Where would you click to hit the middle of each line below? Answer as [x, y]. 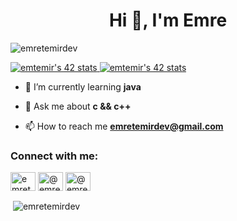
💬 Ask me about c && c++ [78, 106]
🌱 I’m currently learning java [83, 86]
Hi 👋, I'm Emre [168, 20]
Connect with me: [54, 156]
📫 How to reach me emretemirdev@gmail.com [124, 126]
